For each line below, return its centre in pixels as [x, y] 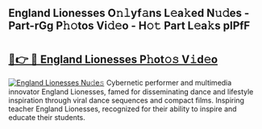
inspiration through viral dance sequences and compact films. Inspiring [126, 100]
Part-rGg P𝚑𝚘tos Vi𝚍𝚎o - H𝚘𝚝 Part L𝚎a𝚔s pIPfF [129, 26]
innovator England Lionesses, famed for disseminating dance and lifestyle [131, 92]
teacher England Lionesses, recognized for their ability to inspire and [123, 109]
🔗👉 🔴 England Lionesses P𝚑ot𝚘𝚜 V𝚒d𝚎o [113, 59]
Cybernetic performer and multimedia [169, 83]
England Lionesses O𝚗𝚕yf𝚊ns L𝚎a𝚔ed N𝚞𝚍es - [129, 13]
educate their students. [47, 117]
